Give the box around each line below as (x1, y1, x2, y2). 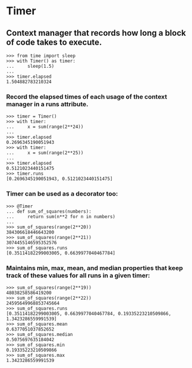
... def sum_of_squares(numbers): (6, 208, 92, 215)
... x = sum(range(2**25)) (6, 150, 84, 156)
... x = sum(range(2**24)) (6, 124, 84, 130)
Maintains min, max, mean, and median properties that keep (6, 263, 183, 272)
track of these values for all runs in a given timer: (6, 271, 150, 279)
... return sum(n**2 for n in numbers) (6, 213, 116, 219)
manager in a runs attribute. (6, 100, 89, 108)
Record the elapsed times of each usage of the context (6, 92, 168, 100)
